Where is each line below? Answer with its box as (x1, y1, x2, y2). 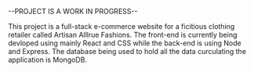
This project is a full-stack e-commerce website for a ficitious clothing (8, 22, 235, 31)
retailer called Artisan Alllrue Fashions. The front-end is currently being (8, 31, 238, 39)
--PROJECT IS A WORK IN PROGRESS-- (8, 7, 138, 16)
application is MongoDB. (8, 55, 88, 64)
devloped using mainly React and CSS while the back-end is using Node (8, 38, 241, 48)
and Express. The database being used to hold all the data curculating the (8, 47, 247, 56)
